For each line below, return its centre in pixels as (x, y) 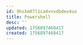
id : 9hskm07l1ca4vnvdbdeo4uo (41, 11)
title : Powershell (28, 17)
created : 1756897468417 (35, 33)
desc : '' (17, 22)
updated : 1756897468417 (35, 28)
